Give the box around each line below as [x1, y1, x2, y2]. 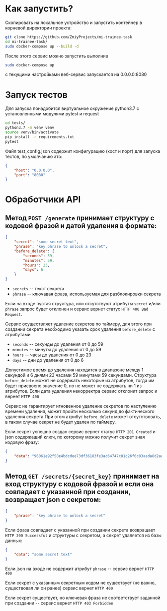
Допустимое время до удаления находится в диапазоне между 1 [5, 367, 144, 373]
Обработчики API [5, 194, 81, 205]
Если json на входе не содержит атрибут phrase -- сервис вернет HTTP [5, 566, 154, 572]
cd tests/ [5, 120, 26, 125]
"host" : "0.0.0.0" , [14, 168, 55, 173]
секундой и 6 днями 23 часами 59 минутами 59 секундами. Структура [5, 372, 157, 378]
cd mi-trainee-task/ [5, 39, 48, 44]
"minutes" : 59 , [23, 258, 55, 263]
